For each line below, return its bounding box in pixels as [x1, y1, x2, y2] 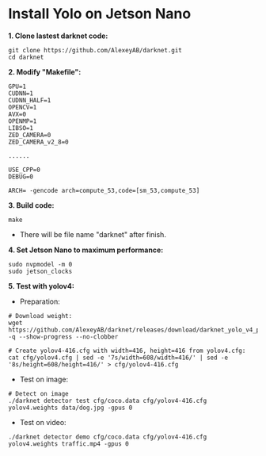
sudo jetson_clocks [8, 267, 73, 275]
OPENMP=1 [8, 117, 37, 125]
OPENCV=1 [8, 103, 37, 111]
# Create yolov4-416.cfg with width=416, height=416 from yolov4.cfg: [8, 347, 246, 354]
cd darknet [8, 53, 44, 61]
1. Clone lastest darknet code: [8, 31, 108, 40]
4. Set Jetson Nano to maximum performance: [8, 245, 164, 255]
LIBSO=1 [8, 124, 34, 132]
